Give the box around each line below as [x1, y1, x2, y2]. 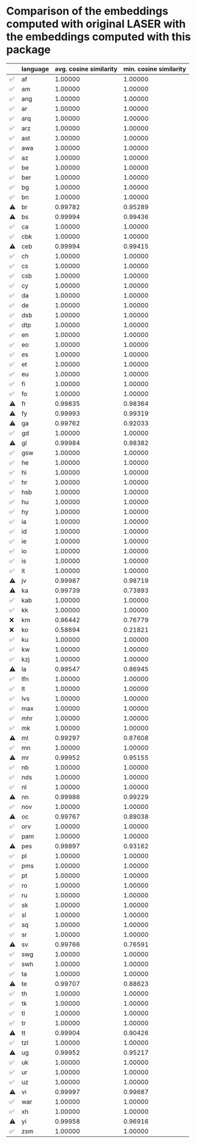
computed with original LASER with [6, 17, 186, 31]
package [6, 43, 51, 57]
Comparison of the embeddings [6, 4, 169, 18]
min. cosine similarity [123, 65, 187, 73]
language [21, 65, 49, 73]
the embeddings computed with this [6, 30, 191, 44]
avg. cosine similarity [55, 65, 117, 73]
